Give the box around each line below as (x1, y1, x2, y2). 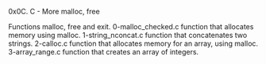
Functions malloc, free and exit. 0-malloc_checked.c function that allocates (8, 22, 254, 31)
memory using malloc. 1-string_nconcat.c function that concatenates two (8, 31, 248, 40)
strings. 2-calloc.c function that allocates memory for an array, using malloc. (8, 39, 259, 48)
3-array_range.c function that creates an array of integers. (8, 47, 199, 56)
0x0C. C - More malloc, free (8, 7, 101, 16)
